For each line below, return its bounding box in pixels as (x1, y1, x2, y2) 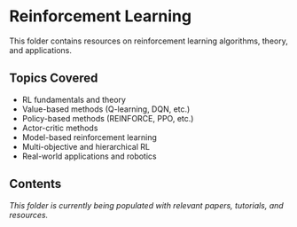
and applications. (9, 44, 73, 55)
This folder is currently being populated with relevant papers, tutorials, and (9, 200, 284, 210)
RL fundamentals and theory (21, 94, 127, 105)
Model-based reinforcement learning (21, 131, 158, 143)
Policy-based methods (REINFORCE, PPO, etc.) (21, 113, 194, 123)
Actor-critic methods (21, 122, 98, 133)
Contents (9, 176, 62, 192)
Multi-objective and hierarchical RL (21, 141, 151, 152)
